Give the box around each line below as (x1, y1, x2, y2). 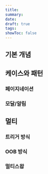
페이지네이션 (5, 85, 34, 92)
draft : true (5, 21, 30, 27)
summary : (5, 12, 23, 17)
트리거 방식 (5, 133, 30, 140)
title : (5, 7, 19, 13)
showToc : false (5, 31, 37, 36)
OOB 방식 (5, 148, 27, 155)
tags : (5, 26, 16, 31)
